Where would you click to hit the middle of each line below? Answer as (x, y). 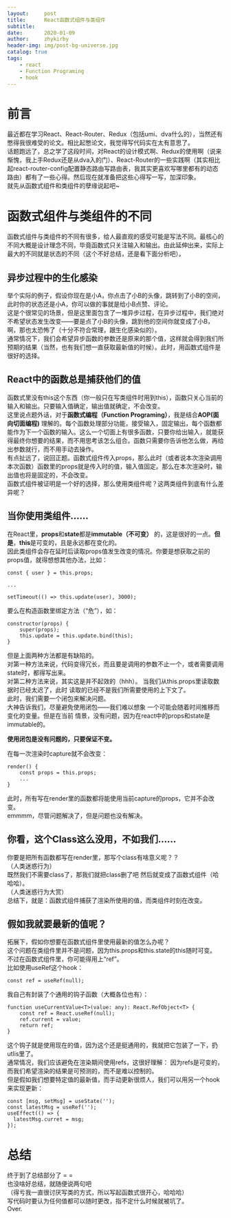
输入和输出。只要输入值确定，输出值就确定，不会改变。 (85, 406)
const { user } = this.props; (51, 572)
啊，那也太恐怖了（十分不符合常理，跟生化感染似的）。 (84, 330)
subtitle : (21, 26)
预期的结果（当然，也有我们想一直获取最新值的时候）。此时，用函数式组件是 (114, 347)
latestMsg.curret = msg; (49, 1119)
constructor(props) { (38, 623)
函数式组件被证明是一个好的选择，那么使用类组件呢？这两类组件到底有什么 (112, 484)
